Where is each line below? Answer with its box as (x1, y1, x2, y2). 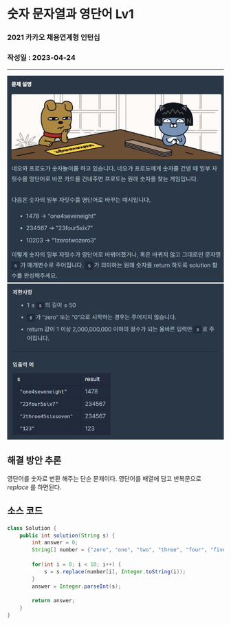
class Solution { (7, 524, 57, 531)
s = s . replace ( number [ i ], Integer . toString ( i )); (43, 568, 186, 575)
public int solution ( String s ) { (19, 532, 115, 539)
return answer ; (32, 597, 76, 604)
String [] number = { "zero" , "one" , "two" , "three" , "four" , (32, 546, 208, 553)
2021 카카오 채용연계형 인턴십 (7, 32, 100, 42)
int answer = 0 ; (32, 539, 78, 546)
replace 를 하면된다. (7, 483, 62, 491)
